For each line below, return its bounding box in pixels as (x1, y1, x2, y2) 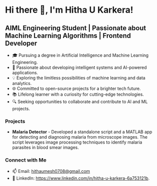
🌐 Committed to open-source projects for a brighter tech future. (12, 85, 141, 91)
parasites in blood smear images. (12, 145, 79, 150)
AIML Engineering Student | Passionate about (5, 24, 146, 32)
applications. (12, 70, 38, 75)
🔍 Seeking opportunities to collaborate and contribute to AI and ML (12, 99, 148, 104)
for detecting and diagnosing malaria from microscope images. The (12, 134, 148, 140)
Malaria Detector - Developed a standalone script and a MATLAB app (12, 129, 153, 135)
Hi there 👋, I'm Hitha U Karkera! (5, 4, 134, 16)
